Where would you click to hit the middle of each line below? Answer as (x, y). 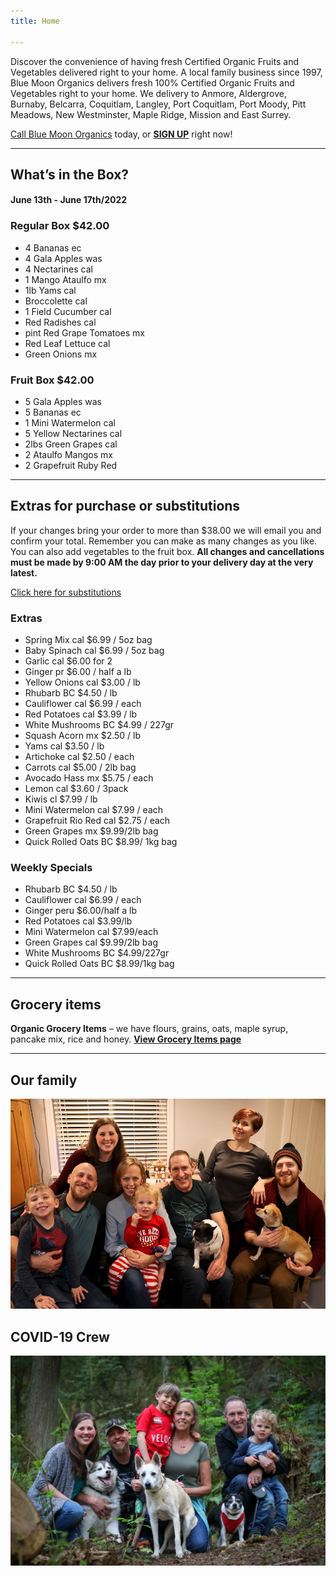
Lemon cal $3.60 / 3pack (76, 789)
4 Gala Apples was (63, 258)
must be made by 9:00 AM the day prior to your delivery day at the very (162, 562)
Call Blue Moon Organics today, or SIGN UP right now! (121, 134)
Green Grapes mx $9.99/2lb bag (91, 831)
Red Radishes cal (60, 322)
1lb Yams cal (50, 290)
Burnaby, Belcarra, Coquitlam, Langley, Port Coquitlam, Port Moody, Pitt (158, 104)
